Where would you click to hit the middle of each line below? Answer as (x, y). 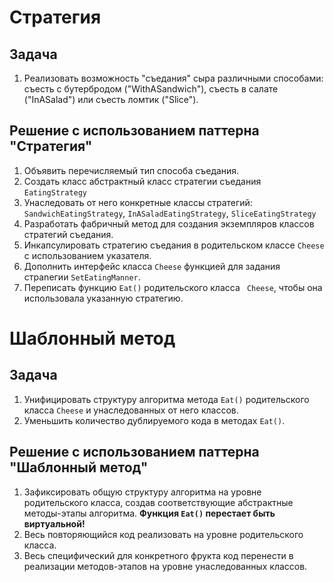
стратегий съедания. (68, 234)
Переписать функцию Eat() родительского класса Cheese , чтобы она (173, 287)
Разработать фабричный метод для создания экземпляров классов (169, 223)
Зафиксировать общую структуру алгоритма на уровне (142, 492)
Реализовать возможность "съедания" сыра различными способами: (173, 78)
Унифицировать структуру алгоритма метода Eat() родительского (166, 399)
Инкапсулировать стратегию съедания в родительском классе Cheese (174, 245)
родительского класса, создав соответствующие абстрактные (158, 502)
